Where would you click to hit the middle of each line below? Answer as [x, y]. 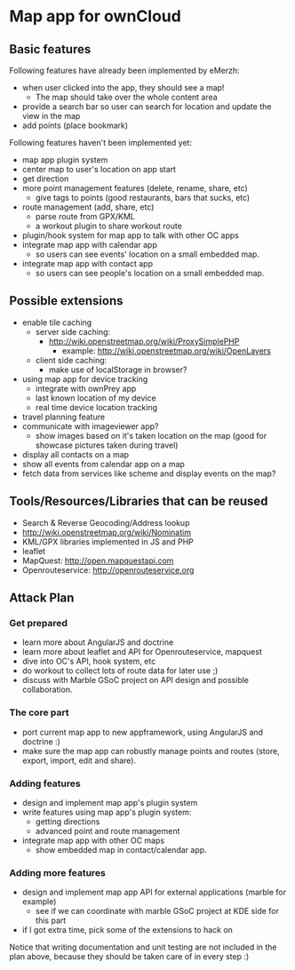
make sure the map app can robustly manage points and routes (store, [151, 751]
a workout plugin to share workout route [108, 226]
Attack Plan [42, 598]
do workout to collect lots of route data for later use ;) [120, 671]
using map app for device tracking [85, 378]
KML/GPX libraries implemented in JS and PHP [108, 541]
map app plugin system [65, 160]
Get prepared [39, 623]
